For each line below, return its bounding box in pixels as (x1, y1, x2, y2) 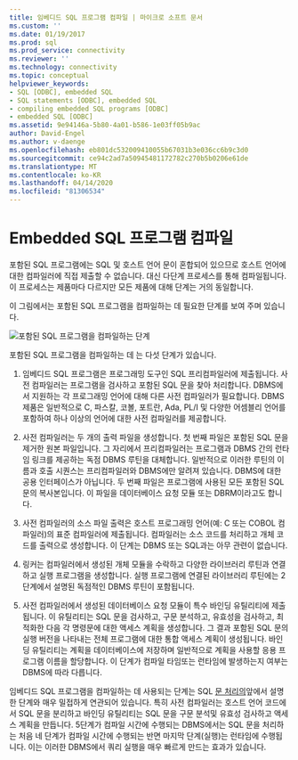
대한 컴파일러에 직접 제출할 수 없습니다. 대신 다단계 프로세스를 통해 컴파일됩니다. (9, 270, 287, 281)
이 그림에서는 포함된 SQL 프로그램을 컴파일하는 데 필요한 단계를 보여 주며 (9, 300, 262, 311)
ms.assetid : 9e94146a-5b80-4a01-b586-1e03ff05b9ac (9, 121, 201, 130)
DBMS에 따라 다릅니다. (21, 666, 102, 677)
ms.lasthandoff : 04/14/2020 (9, 179, 114, 188)
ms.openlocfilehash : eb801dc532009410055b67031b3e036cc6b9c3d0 (9, 145, 249, 154)
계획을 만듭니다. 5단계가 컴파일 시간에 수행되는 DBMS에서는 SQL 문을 (18, 719, 261, 730)
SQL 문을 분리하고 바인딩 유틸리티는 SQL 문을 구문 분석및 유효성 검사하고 (18, 707, 273, 718)
